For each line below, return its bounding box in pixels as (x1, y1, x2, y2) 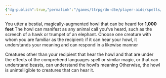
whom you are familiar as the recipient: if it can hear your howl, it (5, 37, 137, 42)
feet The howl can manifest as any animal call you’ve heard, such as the (5, 26, 152, 32)
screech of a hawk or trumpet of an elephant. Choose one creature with (5, 31, 152, 37)
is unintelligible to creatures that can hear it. (5, 67, 95, 73)
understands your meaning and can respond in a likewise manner (5, 41, 138, 47)
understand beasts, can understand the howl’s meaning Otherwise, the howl (5, 62, 161, 68)
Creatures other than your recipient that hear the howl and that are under (5, 51, 154, 57)
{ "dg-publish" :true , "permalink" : (5, 7, 74, 12)
